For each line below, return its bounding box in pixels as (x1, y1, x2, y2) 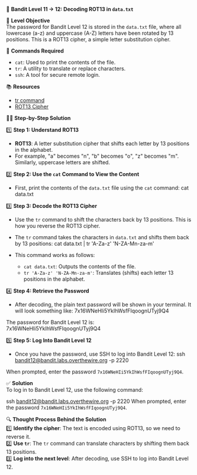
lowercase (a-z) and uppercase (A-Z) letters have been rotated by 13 (6, 30, 174, 37)
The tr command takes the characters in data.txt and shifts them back (14, 234, 189, 240)
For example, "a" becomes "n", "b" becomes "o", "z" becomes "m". (14, 152, 179, 160)
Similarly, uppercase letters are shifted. (14, 159, 111, 165)
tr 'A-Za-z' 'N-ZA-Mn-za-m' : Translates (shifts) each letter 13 (23, 269, 174, 276)
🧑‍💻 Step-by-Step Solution (6, 115, 71, 121)
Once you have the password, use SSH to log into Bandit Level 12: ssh (14, 350, 185, 357)
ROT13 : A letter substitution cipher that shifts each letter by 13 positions (14, 140, 190, 147)
